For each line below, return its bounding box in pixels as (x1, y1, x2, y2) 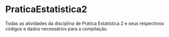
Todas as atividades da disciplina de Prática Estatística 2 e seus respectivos (5, 20, 164, 26)
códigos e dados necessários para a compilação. (5, 25, 108, 31)
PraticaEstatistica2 (5, 4, 87, 15)
